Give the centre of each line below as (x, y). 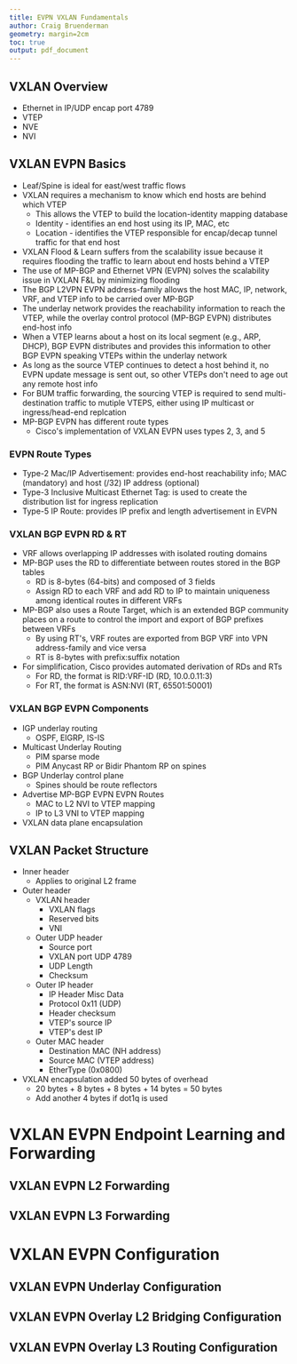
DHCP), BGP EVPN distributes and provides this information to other (146, 346)
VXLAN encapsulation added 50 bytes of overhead (115, 1080)
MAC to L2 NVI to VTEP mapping (95, 803)
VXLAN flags (72, 909)
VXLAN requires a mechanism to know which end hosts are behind (144, 195)
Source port (70, 947)
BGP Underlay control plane (73, 775)
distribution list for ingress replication (90, 502)
